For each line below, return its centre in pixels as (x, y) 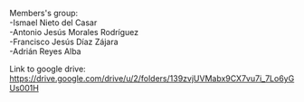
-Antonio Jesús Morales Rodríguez (74, 32)
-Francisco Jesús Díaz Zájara (64, 42)
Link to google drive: (47, 69)
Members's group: (44, 13)
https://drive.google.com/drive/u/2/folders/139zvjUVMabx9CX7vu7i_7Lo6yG (152, 79)
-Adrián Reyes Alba (45, 51)
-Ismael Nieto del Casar (53, 23)
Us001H (24, 88)
